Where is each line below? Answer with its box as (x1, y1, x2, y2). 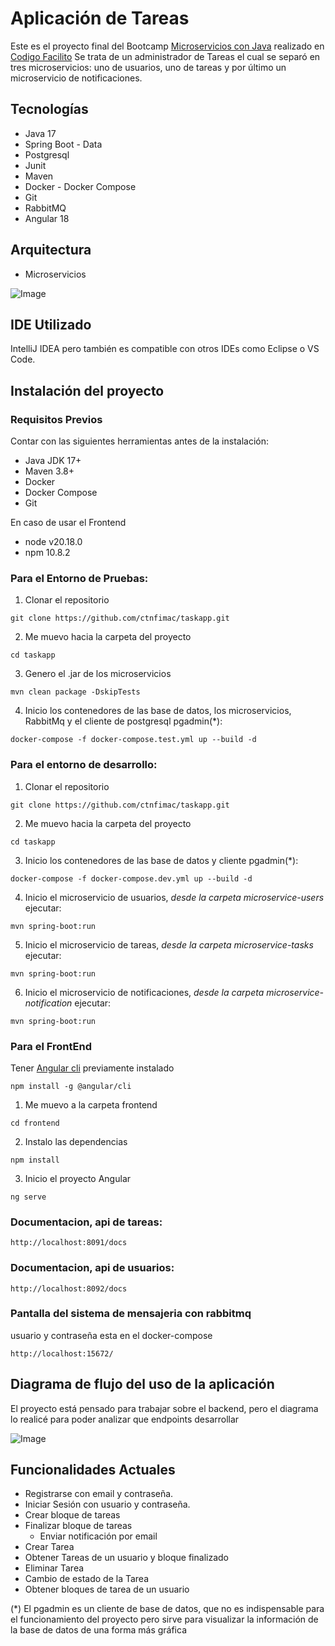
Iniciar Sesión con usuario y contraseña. (24, 1498, 191, 1511)
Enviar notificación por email (39, 1530, 158, 1542)
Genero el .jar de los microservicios (24, 668, 172, 680)
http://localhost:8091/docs (10, 1238, 128, 1248)
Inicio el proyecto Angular (24, 1172, 132, 1184)
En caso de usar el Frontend (10, 517, 127, 529)
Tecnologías (10, 101, 89, 118)
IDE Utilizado (10, 316, 92, 333)
